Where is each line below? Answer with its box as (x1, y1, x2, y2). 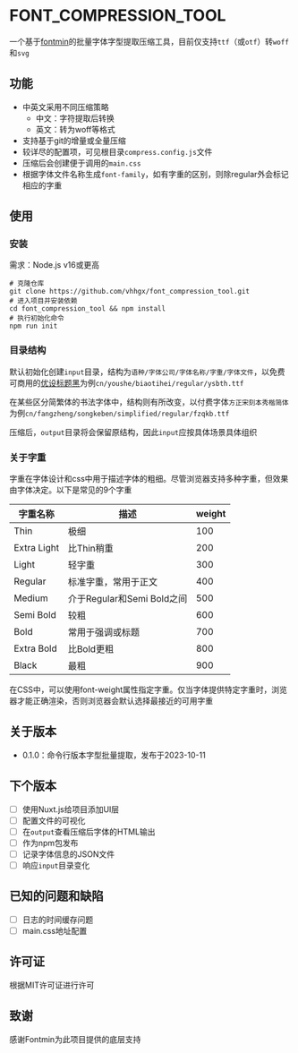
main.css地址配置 (21, 925, 88, 936)
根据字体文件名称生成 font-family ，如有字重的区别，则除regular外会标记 (21, 168, 289, 179)
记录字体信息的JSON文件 (21, 848, 115, 860)
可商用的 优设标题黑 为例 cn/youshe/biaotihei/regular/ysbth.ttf (9, 377, 244, 388)
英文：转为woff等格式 (35, 124, 116, 134)
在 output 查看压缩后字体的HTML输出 (21, 826, 156, 837)
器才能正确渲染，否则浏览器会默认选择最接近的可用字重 (9, 696, 213, 706)
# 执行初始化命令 (9, 314, 64, 323)
